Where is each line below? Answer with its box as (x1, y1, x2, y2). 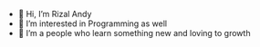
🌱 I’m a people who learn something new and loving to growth (17, 28, 251, 38)
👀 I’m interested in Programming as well (17, 18, 167, 29)
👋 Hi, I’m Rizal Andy (17, 9, 92, 19)
